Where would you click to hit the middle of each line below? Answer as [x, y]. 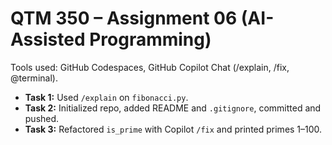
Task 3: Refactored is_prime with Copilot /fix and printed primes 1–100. [173, 129]
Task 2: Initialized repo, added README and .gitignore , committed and [173, 108]
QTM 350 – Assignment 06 [124, 18]
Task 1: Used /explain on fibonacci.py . [106, 97]
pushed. [42, 118]
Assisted [48, 39]
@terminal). [34, 78]
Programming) [150, 39]
